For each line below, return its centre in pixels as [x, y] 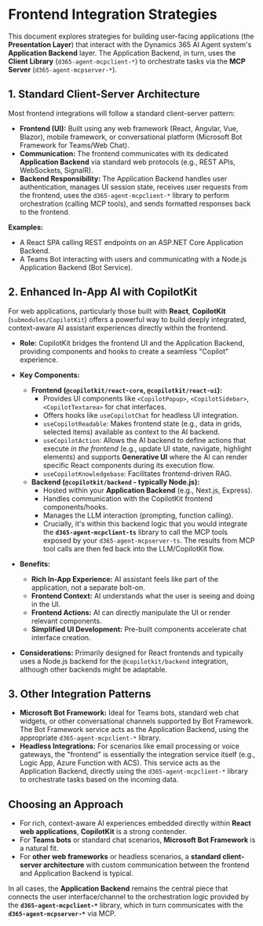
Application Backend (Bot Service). [76, 267]
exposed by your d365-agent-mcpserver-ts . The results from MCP [149, 540]
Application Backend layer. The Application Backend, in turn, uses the [122, 53]
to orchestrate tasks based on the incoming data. [99, 780]
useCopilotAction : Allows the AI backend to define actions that [144, 440]
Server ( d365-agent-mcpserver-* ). [63, 69]
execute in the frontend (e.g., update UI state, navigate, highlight [147, 448]
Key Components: [49, 375]
